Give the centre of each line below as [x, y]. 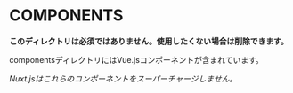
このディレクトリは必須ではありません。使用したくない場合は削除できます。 [149, 41]
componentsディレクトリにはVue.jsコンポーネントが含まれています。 [137, 59]
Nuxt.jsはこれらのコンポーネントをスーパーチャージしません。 [123, 78]
